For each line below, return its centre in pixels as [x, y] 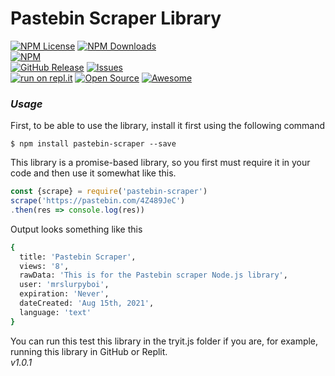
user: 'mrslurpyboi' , [64, 285]
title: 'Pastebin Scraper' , [78, 257]
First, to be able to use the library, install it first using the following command [168, 126]
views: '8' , [44, 266]
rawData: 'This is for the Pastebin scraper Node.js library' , [153, 275]
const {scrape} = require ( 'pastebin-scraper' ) [109, 192]
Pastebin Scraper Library [116, 18]
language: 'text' [55, 312]
